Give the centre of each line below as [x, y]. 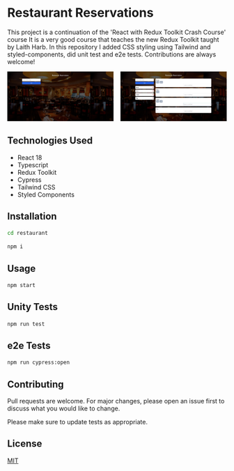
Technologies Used [50, 141]
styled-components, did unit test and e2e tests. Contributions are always [112, 54]
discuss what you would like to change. [64, 408]
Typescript [33, 164]
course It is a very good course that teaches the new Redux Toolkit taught [113, 39]
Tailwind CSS [36, 187]
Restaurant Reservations [80, 13]
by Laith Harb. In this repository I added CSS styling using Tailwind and [109, 47]
